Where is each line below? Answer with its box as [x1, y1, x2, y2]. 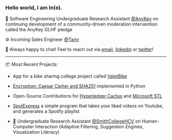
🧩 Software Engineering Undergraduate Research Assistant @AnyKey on [5, 16, 159, 22]
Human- [141, 118, 160, 124]
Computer [12, 124, 34, 130]
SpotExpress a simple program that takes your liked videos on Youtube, [12, 103, 164, 109]
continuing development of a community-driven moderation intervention [5, 21, 158, 27]
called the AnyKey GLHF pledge [5, 27, 73, 33]
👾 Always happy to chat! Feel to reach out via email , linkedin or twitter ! [5, 46, 154, 53]
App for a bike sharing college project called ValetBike [12, 73, 127, 79]
